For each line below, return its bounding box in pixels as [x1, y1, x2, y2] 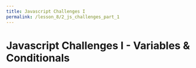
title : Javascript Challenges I [6, 8, 85, 15]
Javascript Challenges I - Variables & [6, 39, 190, 52]
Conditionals [6, 51, 70, 65]
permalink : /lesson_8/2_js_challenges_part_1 [6, 14, 119, 20]
